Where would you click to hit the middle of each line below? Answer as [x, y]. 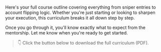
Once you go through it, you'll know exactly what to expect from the [75, 27]
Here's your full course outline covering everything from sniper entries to [81, 7]
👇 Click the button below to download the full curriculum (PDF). [83, 43]
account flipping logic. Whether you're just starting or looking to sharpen [80, 12]
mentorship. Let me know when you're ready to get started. [66, 33]
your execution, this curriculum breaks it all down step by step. [70, 18]
